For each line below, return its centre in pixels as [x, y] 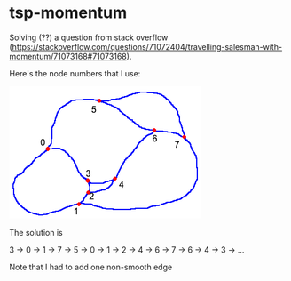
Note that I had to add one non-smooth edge [91, 267]
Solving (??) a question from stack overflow [89, 37]
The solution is [36, 232]
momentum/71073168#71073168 [68, 56]
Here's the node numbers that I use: [75, 73]
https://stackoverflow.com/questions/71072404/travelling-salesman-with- [147, 46]
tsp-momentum [68, 13]
